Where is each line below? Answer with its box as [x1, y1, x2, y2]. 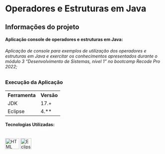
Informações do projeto [5, 23, 80, 31]
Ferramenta [7, 92, 36, 99]
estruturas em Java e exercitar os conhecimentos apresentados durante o [5, 53, 158, 59]
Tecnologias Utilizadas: [5, 122, 55, 128]
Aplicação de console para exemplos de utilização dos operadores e [5, 48, 147, 53]
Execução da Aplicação [5, 79, 63, 86]
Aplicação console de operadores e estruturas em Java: [5, 37, 123, 43]
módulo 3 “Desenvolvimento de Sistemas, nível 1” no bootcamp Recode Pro [5, 58, 161, 64]
